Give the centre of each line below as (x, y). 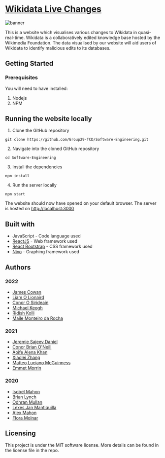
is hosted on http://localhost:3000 (40, 209)
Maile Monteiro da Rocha (37, 318)
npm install (17, 176)
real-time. (15, 38)
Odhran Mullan (27, 402)
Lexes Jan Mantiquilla (34, 407)
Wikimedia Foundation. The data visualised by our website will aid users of (81, 42)
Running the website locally (49, 119)
